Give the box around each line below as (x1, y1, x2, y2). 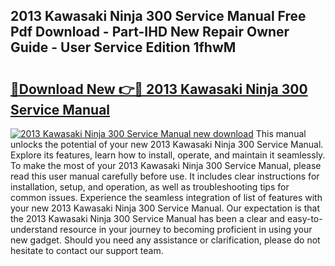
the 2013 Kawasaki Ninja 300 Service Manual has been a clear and (10, 213, 286, 224)
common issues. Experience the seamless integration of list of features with (10, 192, 323, 203)
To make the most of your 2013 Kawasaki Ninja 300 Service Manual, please (10, 160, 322, 171)
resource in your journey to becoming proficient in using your (59, 224, 313, 235)
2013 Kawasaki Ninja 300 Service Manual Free (10, 8, 307, 25)
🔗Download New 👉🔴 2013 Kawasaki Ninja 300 (10, 80, 308, 98)
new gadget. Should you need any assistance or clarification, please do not (10, 234, 321, 246)
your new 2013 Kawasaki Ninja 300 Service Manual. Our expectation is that (10, 202, 320, 214)
